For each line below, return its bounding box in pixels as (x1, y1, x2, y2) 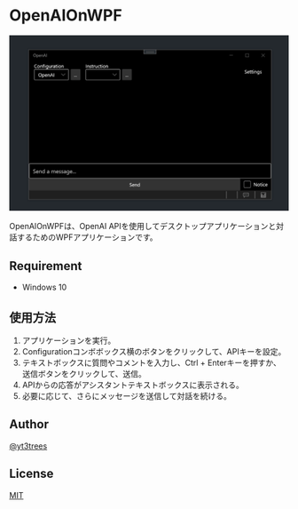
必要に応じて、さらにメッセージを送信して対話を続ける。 (21, 391, 232, 402)
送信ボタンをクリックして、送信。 (21, 369, 146, 379)
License (9, 466, 54, 481)
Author (9, 417, 49, 432)
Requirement (9, 258, 82, 274)
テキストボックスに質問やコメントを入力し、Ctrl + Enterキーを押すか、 (21, 357, 282, 369)
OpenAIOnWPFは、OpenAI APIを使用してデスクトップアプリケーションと (9, 221, 277, 232)
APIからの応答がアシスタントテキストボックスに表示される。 (21, 379, 244, 391)
